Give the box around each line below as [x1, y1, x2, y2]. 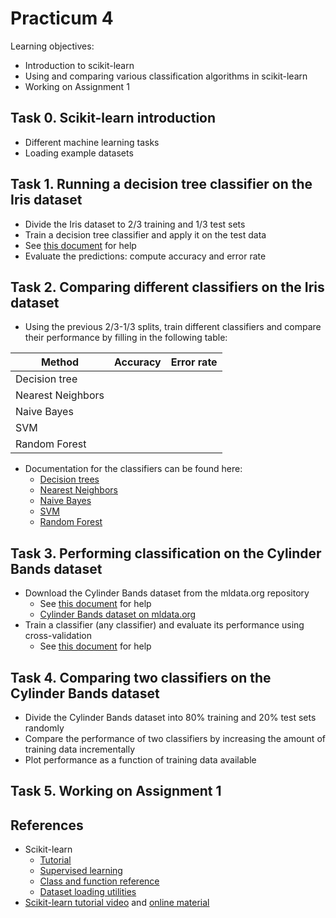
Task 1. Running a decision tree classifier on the [10, 176, 313, 193]
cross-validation [24, 630, 92, 642]
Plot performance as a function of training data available [24, 754, 257, 766]
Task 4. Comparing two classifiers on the [10, 669, 272, 686]
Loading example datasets [24, 147, 134, 159]
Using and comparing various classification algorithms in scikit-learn [24, 70, 308, 82]
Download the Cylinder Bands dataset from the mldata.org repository [24, 587, 310, 599]
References [10, 817, 84, 834]
